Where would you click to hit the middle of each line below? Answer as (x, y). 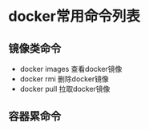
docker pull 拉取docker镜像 (65, 89)
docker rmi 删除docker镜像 (64, 79)
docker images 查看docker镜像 (71, 69)
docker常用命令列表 (74, 16)
